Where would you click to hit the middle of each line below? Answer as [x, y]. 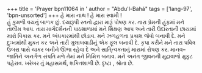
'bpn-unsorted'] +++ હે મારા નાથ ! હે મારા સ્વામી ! [65, 15]
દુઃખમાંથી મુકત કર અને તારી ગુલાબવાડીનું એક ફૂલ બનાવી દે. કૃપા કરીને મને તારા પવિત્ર [101, 43]
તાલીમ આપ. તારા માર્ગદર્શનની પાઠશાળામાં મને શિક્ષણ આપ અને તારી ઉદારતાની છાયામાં [102, 29]
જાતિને [15, 56]
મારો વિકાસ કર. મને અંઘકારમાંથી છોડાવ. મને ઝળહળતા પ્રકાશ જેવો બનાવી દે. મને [96, 36]
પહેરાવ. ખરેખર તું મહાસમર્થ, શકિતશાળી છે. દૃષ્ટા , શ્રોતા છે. [70, 63]
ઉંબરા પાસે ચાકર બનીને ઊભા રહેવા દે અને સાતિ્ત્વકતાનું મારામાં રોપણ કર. [88, 49]
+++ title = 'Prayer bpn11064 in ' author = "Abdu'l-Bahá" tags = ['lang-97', [100, 9]
